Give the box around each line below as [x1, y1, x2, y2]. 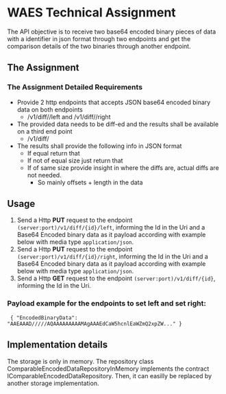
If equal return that [27, 149, 80, 157]
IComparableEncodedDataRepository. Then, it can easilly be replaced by [7, 371, 212, 380]
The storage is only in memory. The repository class [7, 357, 154, 365]
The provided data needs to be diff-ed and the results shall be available [16, 120, 219, 128]
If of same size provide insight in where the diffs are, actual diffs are [27, 163, 219, 172]
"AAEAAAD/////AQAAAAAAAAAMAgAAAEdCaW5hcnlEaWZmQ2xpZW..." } [7, 320, 183, 327]
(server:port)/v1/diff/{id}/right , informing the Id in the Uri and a [16, 252, 209, 261]
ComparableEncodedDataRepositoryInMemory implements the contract [7, 365, 210, 373]
